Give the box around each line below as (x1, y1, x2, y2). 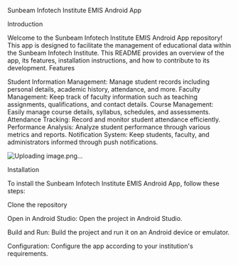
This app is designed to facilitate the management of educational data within (7, 41, 232, 49)
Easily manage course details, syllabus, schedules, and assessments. (7, 108, 211, 116)
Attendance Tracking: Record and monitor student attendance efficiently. (7, 115, 221, 124)
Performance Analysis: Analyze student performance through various (7, 123, 211, 131)
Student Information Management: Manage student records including (7, 77, 210, 86)
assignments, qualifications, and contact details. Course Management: (7, 100, 214, 109)
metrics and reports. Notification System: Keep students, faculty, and (7, 131, 210, 139)
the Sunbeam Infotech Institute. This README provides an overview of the (7, 49, 225, 57)
